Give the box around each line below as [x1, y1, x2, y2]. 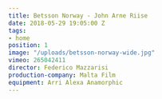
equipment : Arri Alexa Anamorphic [8, 78, 124, 86]
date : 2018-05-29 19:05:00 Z [8, 19, 105, 27]
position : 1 [8, 42, 48, 49]
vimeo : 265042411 [8, 57, 66, 65]
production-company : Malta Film [8, 71, 116, 79]
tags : [8, 26, 26, 34]
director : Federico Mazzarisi [8, 64, 109, 72]
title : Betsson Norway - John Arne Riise [8, 11, 148, 20]
